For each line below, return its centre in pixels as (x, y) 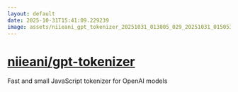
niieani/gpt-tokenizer (71, 61)
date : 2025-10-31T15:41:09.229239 (58, 20)
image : (17, 27)
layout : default (31, 14)
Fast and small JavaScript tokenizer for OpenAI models (87, 81)
